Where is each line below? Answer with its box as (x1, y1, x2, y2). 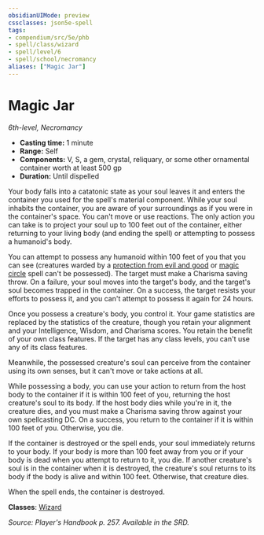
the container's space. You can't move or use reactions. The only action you (8, 212, 255, 221)
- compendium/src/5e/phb (8, 33, 90, 42)
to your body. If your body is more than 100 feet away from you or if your (8, 446, 244, 456)
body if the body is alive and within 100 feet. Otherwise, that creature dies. (8, 471, 249, 481)
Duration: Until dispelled (19, 171, 100, 181)
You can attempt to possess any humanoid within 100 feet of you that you (8, 252, 246, 261)
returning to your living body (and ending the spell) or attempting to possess (8, 228, 255, 238)
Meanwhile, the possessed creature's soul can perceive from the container (8, 357, 251, 367)
